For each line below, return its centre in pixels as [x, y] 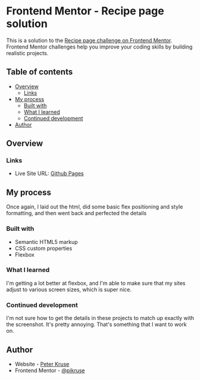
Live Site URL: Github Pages [49, 174]
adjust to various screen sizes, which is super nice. [69, 289]
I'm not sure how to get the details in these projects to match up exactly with [100, 318]
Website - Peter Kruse [42, 364]
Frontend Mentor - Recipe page [85, 11]
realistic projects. [27, 53]
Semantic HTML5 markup [46, 242]
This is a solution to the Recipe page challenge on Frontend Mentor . [89, 40]
